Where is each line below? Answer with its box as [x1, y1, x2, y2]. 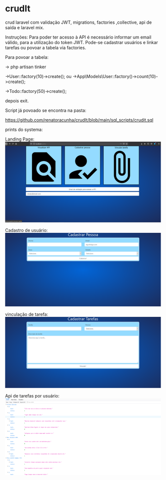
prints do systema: [5, 127, 43, 132]
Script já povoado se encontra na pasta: [5, 107, 86, 113]
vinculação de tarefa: [5, 311, 48, 317]
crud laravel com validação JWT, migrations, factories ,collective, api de [5, 19, 152, 25]
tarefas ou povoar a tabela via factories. [5, 44, 86, 50]
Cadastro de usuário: [5, 227, 48, 233]
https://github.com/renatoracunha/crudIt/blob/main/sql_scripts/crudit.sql [5, 117, 154, 123]
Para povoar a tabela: [5, 54, 49, 60]
